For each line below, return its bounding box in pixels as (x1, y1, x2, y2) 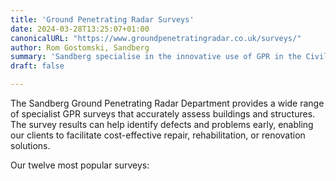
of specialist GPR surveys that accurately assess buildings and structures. (10, 108, 316, 120)
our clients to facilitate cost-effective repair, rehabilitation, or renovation (10, 129, 306, 141)
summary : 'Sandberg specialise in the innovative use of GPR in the (10, 52, 302, 62)
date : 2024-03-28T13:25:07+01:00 (10, 24, 150, 34)
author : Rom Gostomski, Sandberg (10, 42, 150, 53)
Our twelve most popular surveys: (10, 159, 150, 171)
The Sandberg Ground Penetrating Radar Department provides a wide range (10, 97, 325, 109)
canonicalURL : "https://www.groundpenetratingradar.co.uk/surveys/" (10, 33, 302, 43)
